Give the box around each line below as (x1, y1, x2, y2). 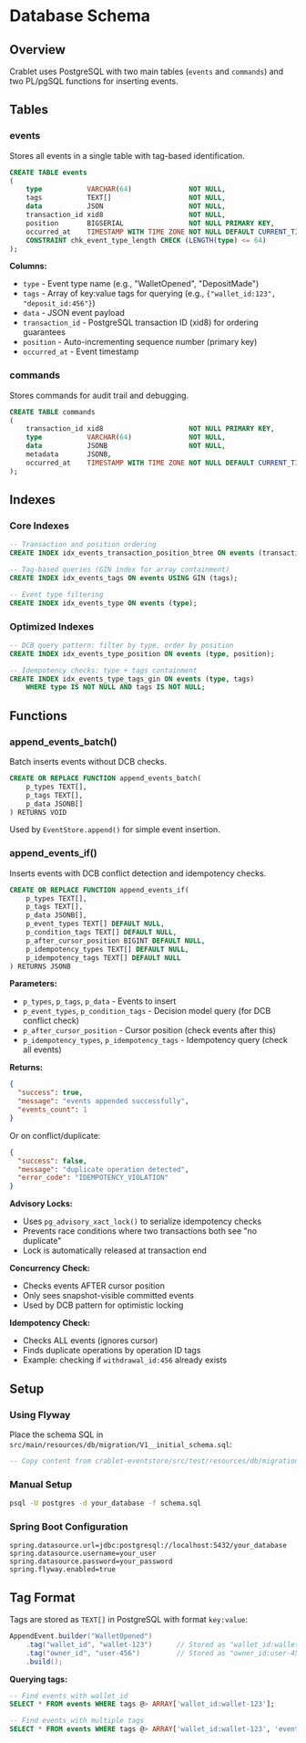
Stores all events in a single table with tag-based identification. (9, 150, 246, 161)
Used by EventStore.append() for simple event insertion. (9, 824, 220, 835)
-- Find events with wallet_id (9, 1691, 128, 1700)
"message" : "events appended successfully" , (17, 1097, 189, 1106)
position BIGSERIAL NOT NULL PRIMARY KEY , (25, 218, 275, 228)
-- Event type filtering (9, 590, 104, 599)
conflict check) (22, 1015, 80, 1027)
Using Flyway (9, 1408, 71, 1421)
